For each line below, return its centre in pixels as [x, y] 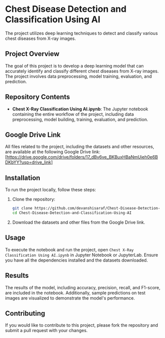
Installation [23, 178]
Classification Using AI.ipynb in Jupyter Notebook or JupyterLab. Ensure [82, 255]
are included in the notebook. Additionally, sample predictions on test [75, 293]
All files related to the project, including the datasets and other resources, [80, 147]
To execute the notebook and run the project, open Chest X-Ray [69, 249]
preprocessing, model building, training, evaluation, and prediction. [80, 119]
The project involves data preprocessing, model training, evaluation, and [78, 76]
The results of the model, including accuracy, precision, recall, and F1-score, [83, 287]
